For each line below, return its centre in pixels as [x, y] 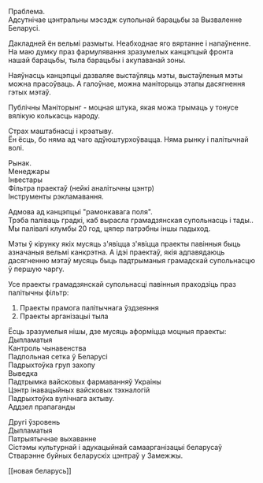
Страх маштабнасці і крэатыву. [61, 131]
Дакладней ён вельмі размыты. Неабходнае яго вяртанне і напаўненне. [130, 43]
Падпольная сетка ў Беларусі [58, 357]
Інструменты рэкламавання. [56, 197]
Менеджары [29, 171]
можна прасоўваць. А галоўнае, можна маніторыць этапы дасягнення [127, 84]
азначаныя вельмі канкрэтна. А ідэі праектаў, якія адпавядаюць [117, 252]
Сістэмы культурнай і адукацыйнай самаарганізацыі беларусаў [115, 447]
